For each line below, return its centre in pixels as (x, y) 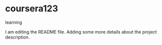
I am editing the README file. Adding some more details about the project (81, 32)
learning (14, 22)
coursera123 (32, 9)
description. (17, 37)
